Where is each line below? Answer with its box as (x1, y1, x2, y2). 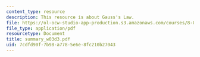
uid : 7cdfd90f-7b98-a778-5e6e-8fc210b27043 (6, 42, 116, 48)
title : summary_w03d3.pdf (6, 36, 70, 42)
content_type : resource (6, 8, 65, 15)
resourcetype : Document (6, 31, 65, 37)
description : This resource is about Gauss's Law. (6, 14, 135, 20)
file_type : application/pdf (6, 25, 76, 31)
